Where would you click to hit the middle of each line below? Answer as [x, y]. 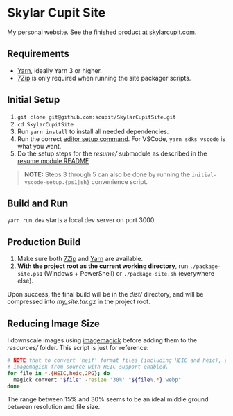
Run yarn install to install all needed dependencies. [93, 131]
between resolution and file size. [54, 407]
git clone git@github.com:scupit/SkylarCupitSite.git [96, 117]
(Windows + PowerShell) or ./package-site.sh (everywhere [129, 274]
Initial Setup [34, 100]
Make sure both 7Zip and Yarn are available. [80, 259]
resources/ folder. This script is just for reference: [78, 348]
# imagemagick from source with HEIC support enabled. [88, 367]
